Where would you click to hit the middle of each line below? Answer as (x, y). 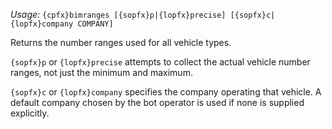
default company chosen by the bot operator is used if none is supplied (157, 102)
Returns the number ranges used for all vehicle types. (121, 42)
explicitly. (30, 113)
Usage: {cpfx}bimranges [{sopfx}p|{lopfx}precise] (118, 14)
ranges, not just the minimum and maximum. (101, 72)
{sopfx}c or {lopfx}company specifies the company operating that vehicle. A (166, 92)
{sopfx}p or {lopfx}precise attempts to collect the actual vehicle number (160, 62)
